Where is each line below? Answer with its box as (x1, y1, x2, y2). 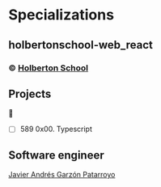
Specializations (8, 6, 115, 24)
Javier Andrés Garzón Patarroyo (8, 170, 116, 180)
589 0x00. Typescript (19, 124, 93, 134)
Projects (8, 87, 52, 100)
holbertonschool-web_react (8, 38, 154, 52)
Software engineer (8, 148, 104, 162)
